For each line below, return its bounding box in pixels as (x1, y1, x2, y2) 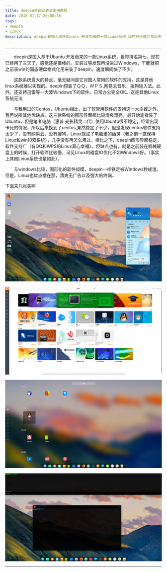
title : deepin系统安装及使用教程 (5, 8, 68, 13)
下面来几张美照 (5, 183, 36, 189)
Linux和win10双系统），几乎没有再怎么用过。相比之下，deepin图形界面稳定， (5, 137, 162, 143)
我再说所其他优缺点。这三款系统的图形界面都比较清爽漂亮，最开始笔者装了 (5, 112, 158, 118)
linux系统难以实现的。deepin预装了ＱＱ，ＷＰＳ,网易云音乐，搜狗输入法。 (5, 83, 157, 89)
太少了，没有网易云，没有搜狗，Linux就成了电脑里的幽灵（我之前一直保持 (5, 131, 156, 137)
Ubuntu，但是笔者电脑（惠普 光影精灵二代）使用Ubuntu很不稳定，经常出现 (5, 118, 159, 124)
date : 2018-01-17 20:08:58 (5, 13, 61, 18)
